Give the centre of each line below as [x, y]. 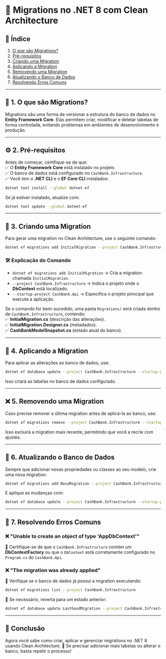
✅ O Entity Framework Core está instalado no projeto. [61, 167]
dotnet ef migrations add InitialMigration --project [62, 247]
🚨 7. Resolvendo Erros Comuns [53, 522]
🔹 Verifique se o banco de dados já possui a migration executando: [73, 581]
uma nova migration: [26, 475]
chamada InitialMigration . [41, 278]
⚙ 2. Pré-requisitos [35, 150]
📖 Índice [18, 39]
